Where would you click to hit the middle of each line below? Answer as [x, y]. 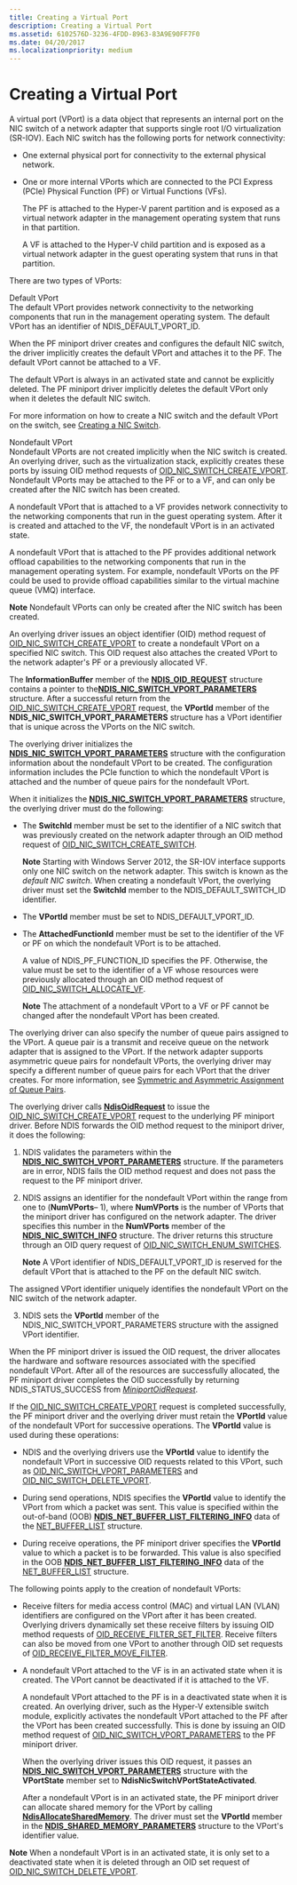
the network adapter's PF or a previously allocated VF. [109, 662]
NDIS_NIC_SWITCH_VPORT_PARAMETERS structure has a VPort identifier [146, 717]
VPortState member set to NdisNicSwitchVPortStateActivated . [139, 1781]
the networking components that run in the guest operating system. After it [146, 516]
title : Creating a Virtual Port [69, 17]
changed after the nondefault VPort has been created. [121, 1016]
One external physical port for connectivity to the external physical [144, 156]
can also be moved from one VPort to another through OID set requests [152, 1644]
